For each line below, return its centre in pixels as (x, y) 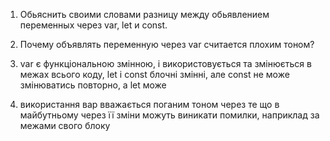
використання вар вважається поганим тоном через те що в (149, 104)
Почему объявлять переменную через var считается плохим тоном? (167, 44)
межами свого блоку (65, 125)
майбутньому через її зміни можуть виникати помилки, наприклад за (169, 115)
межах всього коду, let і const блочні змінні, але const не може (154, 74)
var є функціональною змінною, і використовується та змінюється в (165, 63)
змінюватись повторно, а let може (93, 85)
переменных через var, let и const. (93, 25)
